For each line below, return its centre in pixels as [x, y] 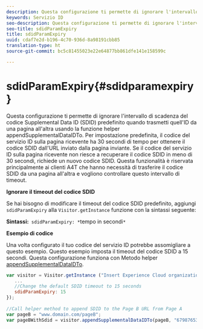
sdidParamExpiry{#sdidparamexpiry [100, 86]
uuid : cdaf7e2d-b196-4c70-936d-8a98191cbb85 [63, 40]
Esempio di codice [30, 233]
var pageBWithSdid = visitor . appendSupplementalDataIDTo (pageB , [89, 320]
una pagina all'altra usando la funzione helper [63, 129]
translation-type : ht [34, 46]
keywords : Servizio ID [35, 18]
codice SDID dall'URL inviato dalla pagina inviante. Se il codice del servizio [99, 148]
